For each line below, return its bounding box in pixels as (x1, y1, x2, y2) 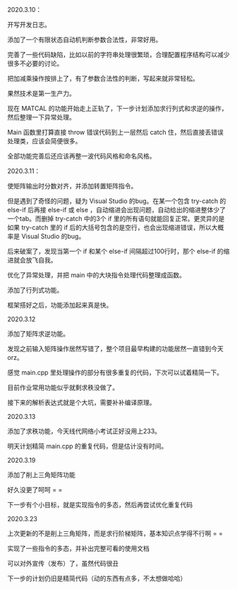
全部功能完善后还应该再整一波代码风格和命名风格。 (7, 152, 156, 160)
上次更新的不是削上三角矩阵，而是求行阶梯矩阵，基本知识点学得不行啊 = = (7, 529, 224, 538)
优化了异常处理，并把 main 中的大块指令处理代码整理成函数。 (7, 271, 186, 279)
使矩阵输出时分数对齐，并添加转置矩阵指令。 (7, 182, 138, 190)
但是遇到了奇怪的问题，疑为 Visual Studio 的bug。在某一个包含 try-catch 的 (7, 197, 226, 205)
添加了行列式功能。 (7, 286, 63, 294)
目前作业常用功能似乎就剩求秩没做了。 (7, 383, 119, 391)
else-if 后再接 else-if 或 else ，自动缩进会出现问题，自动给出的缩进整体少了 (7, 206, 226, 214)
